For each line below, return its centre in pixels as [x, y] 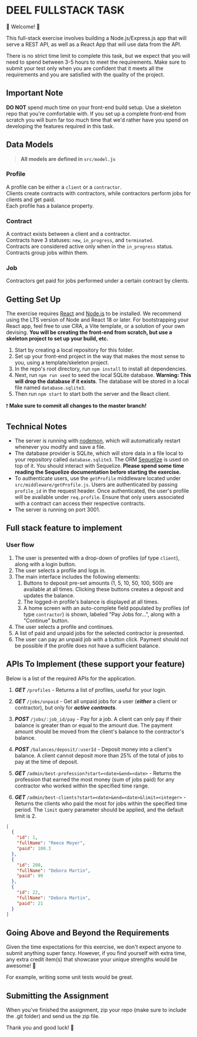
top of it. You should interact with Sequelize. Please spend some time [99, 466]
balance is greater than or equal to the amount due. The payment [94, 725]
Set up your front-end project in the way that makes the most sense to [100, 356]
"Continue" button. [46, 621]
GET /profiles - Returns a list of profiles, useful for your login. [90, 690]
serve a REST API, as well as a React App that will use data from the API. [94, 44]
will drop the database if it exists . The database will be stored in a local [102, 382]
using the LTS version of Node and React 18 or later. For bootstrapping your [98, 320]
